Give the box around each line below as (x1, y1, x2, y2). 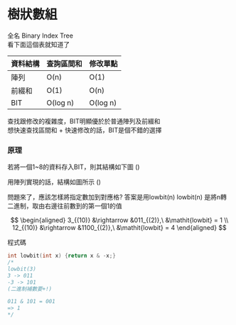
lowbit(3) (7, 265, 37, 272)
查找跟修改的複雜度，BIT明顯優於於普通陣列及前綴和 (7, 116, 161, 125)
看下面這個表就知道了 (7, 40, 70, 48)
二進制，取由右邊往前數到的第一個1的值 (7, 202, 122, 210)
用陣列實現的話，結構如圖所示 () (7, 178, 102, 187)
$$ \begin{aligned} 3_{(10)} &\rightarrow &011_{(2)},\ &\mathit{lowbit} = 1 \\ (10, 216, 229, 224)
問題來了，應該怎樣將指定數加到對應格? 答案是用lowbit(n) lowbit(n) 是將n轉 (7, 193, 227, 202)
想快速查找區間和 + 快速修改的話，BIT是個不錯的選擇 (7, 126, 162, 134)
